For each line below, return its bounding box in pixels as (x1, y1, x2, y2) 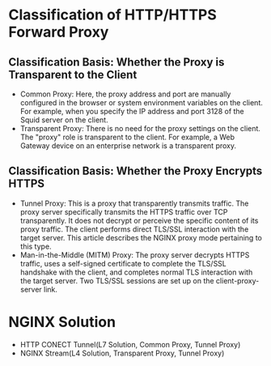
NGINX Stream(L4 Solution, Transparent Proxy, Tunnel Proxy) (19, 348, 225, 358)
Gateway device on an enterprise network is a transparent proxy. (19, 141, 237, 151)
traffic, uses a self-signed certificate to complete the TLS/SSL (19, 258, 227, 268)
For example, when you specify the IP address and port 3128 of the (19, 107, 244, 116)
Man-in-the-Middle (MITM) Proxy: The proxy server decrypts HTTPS (19, 249, 250, 260)
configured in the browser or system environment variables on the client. (19, 98, 263, 107)
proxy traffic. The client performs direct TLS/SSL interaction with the (19, 224, 249, 234)
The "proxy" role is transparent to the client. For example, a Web (19, 132, 235, 142)
